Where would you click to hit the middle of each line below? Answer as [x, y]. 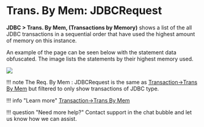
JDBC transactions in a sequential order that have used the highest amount [101, 34]
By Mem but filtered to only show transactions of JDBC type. [83, 89]
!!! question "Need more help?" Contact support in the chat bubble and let [99, 112]
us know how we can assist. [42, 118]
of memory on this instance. [42, 40]
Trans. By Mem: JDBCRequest [84, 11]
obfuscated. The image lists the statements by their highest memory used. [100, 59]
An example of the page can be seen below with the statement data [91, 52]
